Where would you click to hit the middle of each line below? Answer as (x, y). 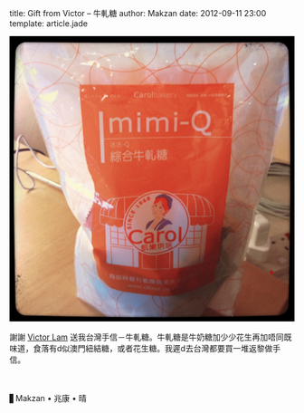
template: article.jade (49, 24)
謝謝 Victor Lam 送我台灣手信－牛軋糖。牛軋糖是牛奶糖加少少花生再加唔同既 (151, 337)
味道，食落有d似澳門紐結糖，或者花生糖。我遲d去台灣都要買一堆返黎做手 (145, 348)
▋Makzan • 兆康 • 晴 (48, 398)
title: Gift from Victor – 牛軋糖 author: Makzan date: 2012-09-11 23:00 (138, 13)
